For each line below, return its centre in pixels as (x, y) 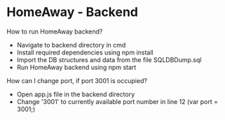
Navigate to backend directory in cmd (71, 45)
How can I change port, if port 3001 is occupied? (77, 80)
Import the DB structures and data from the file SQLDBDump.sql (109, 59)
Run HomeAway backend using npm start (76, 67)
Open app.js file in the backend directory (76, 94)
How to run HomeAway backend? (55, 31)
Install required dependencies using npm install (85, 52)
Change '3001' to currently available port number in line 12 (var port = (117, 101)
